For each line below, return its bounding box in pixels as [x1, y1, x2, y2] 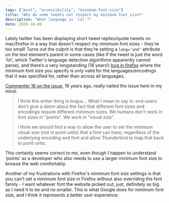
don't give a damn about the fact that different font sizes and [17, 103, 145, 109]
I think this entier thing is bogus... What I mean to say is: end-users [17, 98, 157, 104]
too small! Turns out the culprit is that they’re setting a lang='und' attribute [5, 46, 160, 52]
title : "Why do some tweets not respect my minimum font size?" [5, 12, 144, 17]
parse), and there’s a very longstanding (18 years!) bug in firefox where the [5, 62, 161, 68]
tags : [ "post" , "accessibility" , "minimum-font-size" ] [5, 7, 123, 13]
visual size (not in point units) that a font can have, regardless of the [17, 130, 160, 136]
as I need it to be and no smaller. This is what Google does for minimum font [5, 187, 164, 193]
